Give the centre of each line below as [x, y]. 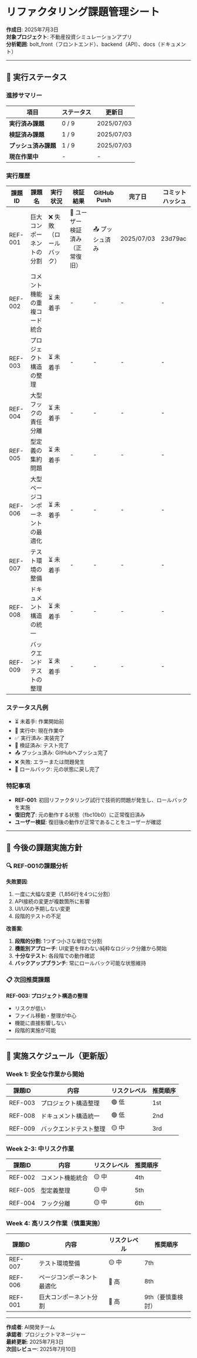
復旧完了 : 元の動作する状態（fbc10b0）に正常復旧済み [80, 814]
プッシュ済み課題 [33, 146]
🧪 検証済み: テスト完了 [42, 745]
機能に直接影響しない [40, 1022]
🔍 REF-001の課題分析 [37, 866]
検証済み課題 [27, 135]
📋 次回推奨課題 [28, 980]
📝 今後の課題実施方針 [44, 848]
